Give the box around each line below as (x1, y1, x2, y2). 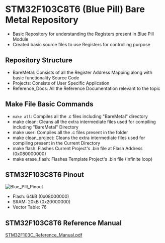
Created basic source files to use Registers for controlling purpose (12, 41, 151, 47)
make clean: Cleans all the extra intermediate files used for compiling (12, 118, 156, 125)
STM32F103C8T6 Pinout (5, 170, 85, 179)
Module (12, 36, 29, 42)
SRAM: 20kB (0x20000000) (12, 199, 71, 205)
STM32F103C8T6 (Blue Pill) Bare (5, 4, 145, 15)
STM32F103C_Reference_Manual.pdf (5, 232, 82, 238)
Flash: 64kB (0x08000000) (12, 193, 69, 199)
